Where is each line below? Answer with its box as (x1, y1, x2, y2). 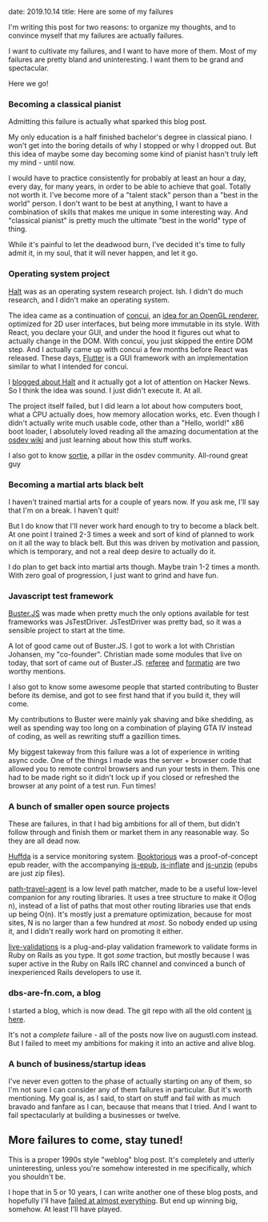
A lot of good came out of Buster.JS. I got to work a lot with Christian (8, 641, 235, 651)
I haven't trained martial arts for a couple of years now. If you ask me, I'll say (8, 497, 260, 506)
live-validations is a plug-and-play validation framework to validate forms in (8, 942, 258, 952)
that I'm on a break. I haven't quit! (8, 505, 119, 515)
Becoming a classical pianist (8, 98, 122, 110)
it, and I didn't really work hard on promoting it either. (8, 927, 183, 936)
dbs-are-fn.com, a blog (8, 988, 102, 999)
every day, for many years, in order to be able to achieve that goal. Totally (8, 182, 251, 191)
